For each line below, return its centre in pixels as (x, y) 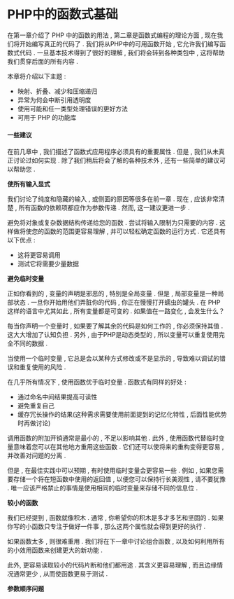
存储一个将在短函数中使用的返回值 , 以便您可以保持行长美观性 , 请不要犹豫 (119, 479)
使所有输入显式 (29, 184)
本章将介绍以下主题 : (37, 76)
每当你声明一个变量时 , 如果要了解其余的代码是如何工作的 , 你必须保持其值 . (115, 326)
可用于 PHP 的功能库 (47, 117)
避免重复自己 (36, 406)
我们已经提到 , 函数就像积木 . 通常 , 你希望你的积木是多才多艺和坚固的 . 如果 (116, 518)
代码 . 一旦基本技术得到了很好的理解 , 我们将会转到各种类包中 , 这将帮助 (122, 53)
